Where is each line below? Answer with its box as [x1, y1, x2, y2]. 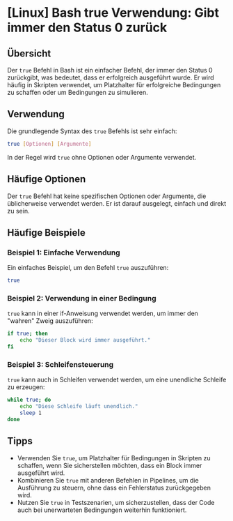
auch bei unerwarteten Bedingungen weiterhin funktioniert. [17, 506, 187, 514]
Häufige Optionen [7, 173, 86, 186]
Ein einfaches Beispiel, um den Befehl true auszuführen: [7, 264, 169, 272]
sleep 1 [19, 409, 42, 416]
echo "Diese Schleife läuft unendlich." [19, 403, 138, 410]
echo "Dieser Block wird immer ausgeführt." [19, 337, 151, 344]
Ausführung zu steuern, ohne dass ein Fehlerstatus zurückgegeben [17, 483, 211, 492]
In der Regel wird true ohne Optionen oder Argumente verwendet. [7, 153, 197, 161]
